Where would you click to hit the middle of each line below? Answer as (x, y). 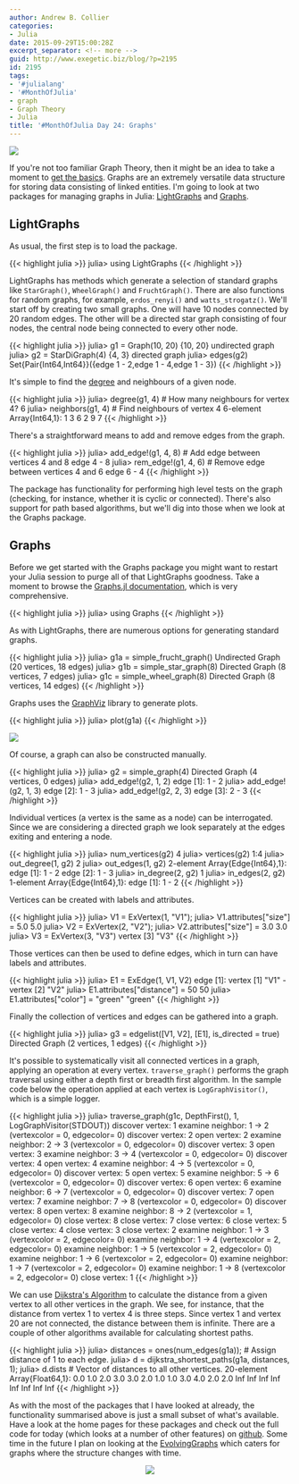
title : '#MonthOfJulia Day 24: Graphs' (83, 126)
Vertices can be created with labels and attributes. (102, 899)
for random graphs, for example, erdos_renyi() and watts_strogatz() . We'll (148, 299)
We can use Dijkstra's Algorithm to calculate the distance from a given (138, 1294)
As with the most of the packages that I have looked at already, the (132, 1405)
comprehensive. (39, 595)
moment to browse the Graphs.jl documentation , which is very (124, 586)
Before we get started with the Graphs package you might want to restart (144, 567)
